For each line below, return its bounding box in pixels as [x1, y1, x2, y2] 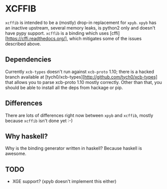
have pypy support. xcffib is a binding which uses [5, 30, 109, 36]
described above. [5, 40, 41, 46]
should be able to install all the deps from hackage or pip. [5, 84, 123, 90]
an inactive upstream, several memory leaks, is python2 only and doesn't [5, 24, 156, 30]
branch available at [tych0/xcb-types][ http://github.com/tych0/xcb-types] [5, 73, 158, 80]
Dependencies [5, 55, 51, 64]
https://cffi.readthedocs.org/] [6, 35, 67, 41]
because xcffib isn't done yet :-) [5, 117, 73, 123]
